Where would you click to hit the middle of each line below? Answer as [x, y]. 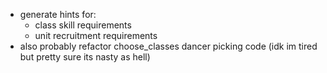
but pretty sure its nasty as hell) [85, 57]
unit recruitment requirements [96, 35]
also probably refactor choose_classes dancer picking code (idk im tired [168, 46]
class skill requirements [83, 25]
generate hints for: [58, 14]
